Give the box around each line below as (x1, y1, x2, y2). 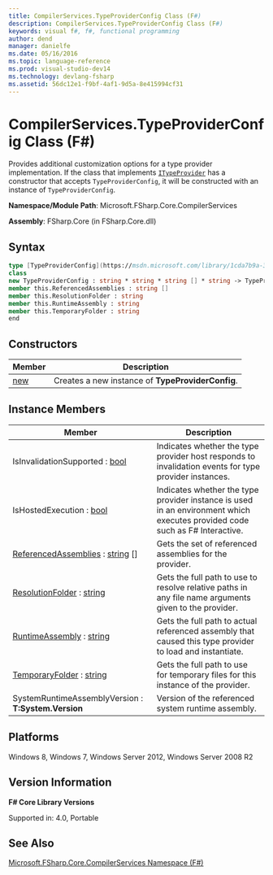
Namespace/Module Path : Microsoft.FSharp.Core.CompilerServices (8, 201, 238, 211)
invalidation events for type (156, 460, 261, 472)
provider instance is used (156, 494, 253, 505)
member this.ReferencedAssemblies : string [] (8, 284, 169, 293)
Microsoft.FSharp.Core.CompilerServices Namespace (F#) (8, 858, 204, 868)
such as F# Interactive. (156, 525, 244, 536)
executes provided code (156, 514, 249, 525)
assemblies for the (156, 548, 227, 559)
